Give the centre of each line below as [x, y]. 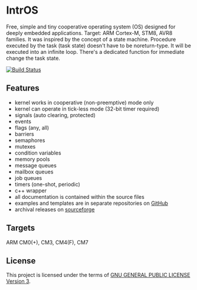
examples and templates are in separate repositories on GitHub [91, 203]
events [23, 121]
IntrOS [22, 10]
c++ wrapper [31, 191]
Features [23, 88]
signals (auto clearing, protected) [55, 115]
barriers [24, 134]
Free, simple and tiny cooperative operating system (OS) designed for [91, 27]
